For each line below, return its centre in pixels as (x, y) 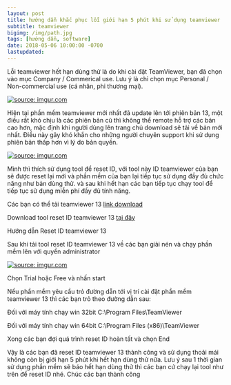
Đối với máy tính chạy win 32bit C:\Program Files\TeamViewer (95, 312)
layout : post (26, 13)
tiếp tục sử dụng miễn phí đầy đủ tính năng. (69, 191)
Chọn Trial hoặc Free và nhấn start (56, 278)
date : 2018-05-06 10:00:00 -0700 (55, 45)
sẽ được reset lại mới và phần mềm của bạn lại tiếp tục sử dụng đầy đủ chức (115, 176)
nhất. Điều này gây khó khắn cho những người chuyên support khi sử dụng (113, 134)
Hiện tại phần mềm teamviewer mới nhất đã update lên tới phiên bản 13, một (115, 113)
